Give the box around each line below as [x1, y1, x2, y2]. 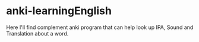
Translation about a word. [6, 30, 69, 37]
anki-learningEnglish [6, 4, 112, 18]
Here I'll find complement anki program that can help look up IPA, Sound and [6, 24, 194, 31]
